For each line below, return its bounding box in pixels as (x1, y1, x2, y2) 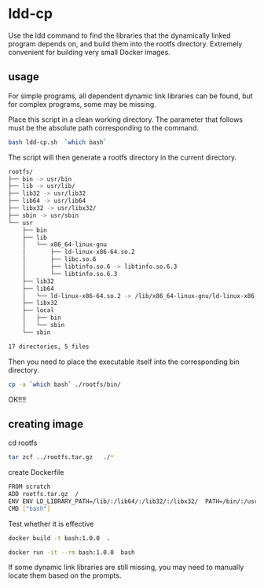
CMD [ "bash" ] (8, 505, 51, 513)
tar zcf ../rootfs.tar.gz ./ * (8, 454, 114, 461)
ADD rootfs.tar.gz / (8, 491, 79, 498)
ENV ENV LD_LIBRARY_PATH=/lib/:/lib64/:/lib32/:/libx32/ (8, 497, 199, 505)
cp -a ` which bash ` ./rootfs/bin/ (8, 380, 122, 388)
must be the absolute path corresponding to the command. (8, 123, 199, 132)
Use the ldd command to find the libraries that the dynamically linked (8, 31, 232, 40)
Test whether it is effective (8, 519, 94, 528)
